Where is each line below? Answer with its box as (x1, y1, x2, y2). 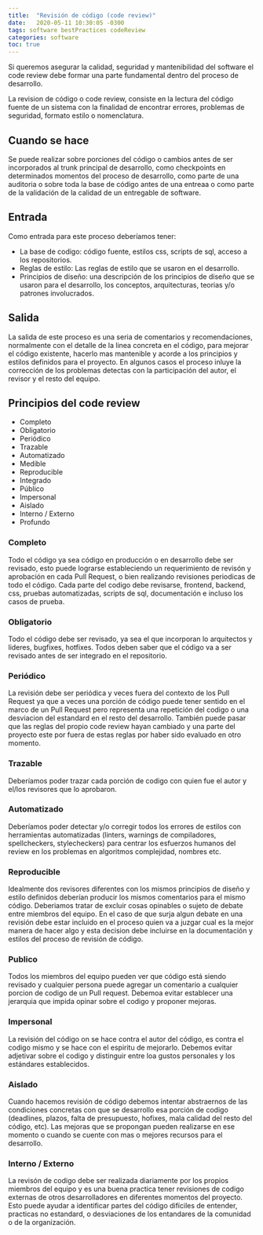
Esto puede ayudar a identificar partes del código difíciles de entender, (8, 1201, 238, 1211)
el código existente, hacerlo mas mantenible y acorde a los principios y (8, 349, 238, 358)
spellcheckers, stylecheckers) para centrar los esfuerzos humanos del (8, 838, 236, 848)
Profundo (19, 518, 50, 527)
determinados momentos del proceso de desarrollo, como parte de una (8, 170, 239, 181)
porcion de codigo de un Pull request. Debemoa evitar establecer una (8, 988, 233, 998)
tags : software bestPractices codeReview (8, 26, 146, 34)
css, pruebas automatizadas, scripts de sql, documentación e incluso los (8, 588, 243, 598)
